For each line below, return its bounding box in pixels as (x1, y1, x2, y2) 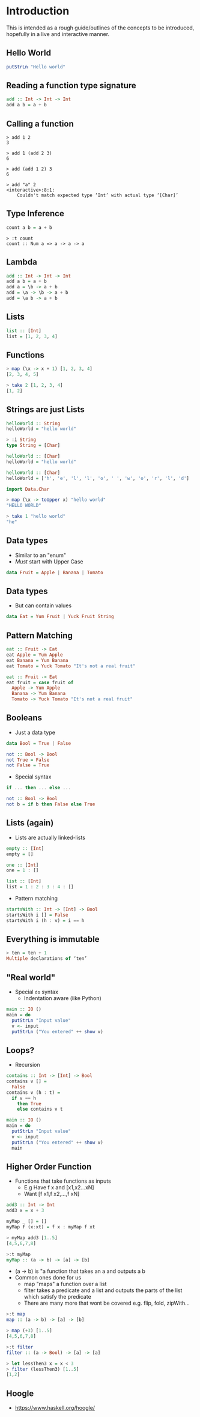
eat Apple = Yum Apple (6, 652, 63, 658)
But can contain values (14, 602, 72, 609)
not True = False (6, 757, 50, 763)
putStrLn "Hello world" (6, 64, 66, 70)
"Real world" (6, 972, 56, 983)
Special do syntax (14, 988, 59, 995)
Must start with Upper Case (14, 557, 83, 565)
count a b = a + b (6, 224, 52, 231)
